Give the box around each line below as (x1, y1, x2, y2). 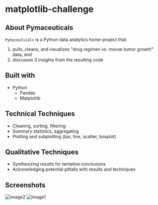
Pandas (19, 90, 36, 96)
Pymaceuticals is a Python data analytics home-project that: (5, 36, 128, 42)
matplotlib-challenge (5, 3, 94, 15)
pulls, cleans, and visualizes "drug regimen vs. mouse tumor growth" (12, 46, 154, 52)
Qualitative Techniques (5, 148, 79, 157)
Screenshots (5, 181, 46, 189)
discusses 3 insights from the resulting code (12, 57, 103, 63)
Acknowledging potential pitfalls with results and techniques (12, 166, 136, 173)
